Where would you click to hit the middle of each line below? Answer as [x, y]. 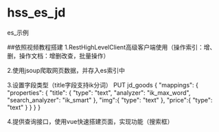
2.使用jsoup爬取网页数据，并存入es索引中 [66, 70]
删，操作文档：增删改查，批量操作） [58, 56]
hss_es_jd [36, 13]
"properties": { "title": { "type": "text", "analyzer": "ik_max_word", [99, 92]
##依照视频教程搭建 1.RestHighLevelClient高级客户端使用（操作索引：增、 [112, 47]
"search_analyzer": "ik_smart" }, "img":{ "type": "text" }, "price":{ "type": [110, 100]
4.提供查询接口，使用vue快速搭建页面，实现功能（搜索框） [90, 121]
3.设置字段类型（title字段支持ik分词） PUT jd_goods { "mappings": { [103, 85]
